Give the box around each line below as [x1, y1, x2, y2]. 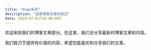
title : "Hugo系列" [5, 7, 41, 12]
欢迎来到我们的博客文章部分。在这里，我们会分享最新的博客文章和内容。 [5, 30, 149, 36]
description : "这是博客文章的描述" [5, 12, 70, 16]
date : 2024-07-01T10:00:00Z [5, 16, 62, 21]
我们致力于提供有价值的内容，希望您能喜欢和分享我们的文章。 [5, 40, 128, 46]
